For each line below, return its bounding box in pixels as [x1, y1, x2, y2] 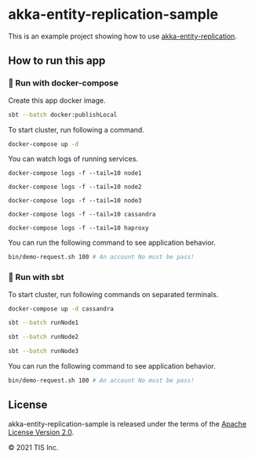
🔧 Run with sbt [8, 272, 64, 283]
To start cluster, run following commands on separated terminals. [8, 289, 219, 299]
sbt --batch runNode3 [8, 347, 79, 355]
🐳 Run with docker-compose [8, 78, 119, 89]
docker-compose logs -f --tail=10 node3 [8, 197, 143, 205]
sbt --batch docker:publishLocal [8, 111, 118, 118]
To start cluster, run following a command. [8, 125, 145, 134]
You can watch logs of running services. [8, 154, 139, 164]
